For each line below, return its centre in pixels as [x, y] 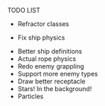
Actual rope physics [47, 59]
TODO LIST [24, 10]
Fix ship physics [41, 37]
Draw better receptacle [51, 81]
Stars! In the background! [55, 89]
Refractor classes [43, 24]
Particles [31, 96]
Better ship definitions [50, 51]
